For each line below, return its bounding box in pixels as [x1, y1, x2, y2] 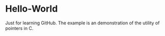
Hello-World [5, 3, 58, 15]
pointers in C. [5, 25, 34, 31]
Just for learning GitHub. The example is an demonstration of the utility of [5, 20, 160, 26]
